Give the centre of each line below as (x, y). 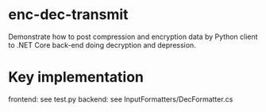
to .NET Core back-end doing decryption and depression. (102, 44)
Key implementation (76, 77)
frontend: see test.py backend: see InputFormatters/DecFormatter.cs (121, 99)
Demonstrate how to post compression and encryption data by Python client (133, 37)
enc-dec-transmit (68, 15)
